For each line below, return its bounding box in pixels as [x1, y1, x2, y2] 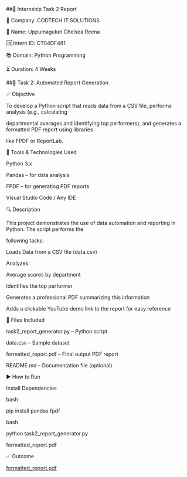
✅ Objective [6, 91, 35, 97]
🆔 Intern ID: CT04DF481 [6, 40, 66, 46]
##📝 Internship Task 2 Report [6, 6, 77, 12]
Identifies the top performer [6, 282, 73, 289]
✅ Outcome [6, 453, 35, 459]
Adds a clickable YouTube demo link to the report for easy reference [6, 305, 171, 312]
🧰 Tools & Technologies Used [6, 149, 77, 155]
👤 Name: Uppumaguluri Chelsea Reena [6, 28, 100, 35]
